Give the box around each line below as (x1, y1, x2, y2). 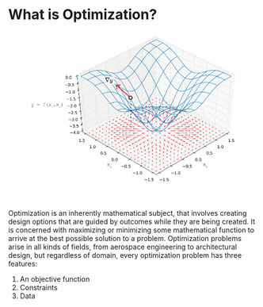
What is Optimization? (8, 6, 158, 24)
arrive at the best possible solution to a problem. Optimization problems (8, 234, 242, 244)
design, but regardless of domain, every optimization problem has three (8, 251, 242, 260)
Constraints (19, 283, 58, 293)
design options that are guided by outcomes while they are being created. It (8, 217, 256, 227)
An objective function (19, 274, 90, 284)
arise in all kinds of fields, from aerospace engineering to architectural (8, 242, 238, 251)
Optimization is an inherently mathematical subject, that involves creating (8, 209, 247, 218)
